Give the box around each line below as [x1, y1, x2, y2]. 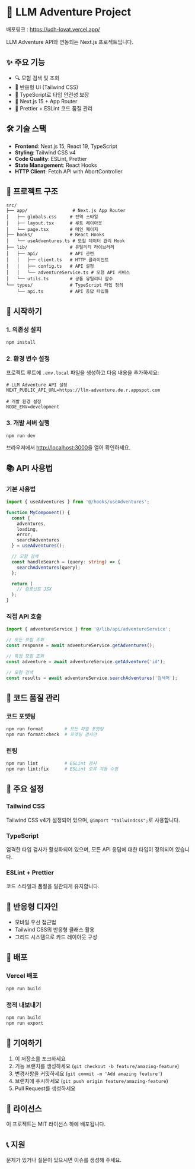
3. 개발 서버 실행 [6, 419, 50, 427]
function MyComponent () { [6, 509, 70, 515]
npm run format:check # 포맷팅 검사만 [6, 731, 97, 738]
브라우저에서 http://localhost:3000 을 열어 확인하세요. [6, 444, 131, 451]
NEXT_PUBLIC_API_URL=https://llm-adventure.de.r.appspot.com [6, 387, 161, 394]
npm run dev [6, 433, 36, 439]
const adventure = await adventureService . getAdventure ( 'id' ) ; [6, 658, 166, 664]
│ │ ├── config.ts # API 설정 [6, 264, 94, 270]
